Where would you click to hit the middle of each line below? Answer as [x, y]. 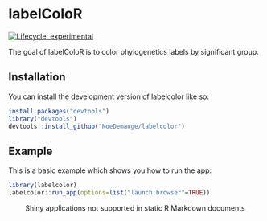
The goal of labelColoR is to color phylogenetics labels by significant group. [133, 51]
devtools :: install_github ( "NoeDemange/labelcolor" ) [97, 126]
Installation [37, 77]
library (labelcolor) [43, 186]
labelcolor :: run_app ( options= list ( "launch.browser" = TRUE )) [109, 193]
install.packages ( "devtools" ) [59, 111]
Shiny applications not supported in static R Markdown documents [135, 208]
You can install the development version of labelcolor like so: [109, 96]
